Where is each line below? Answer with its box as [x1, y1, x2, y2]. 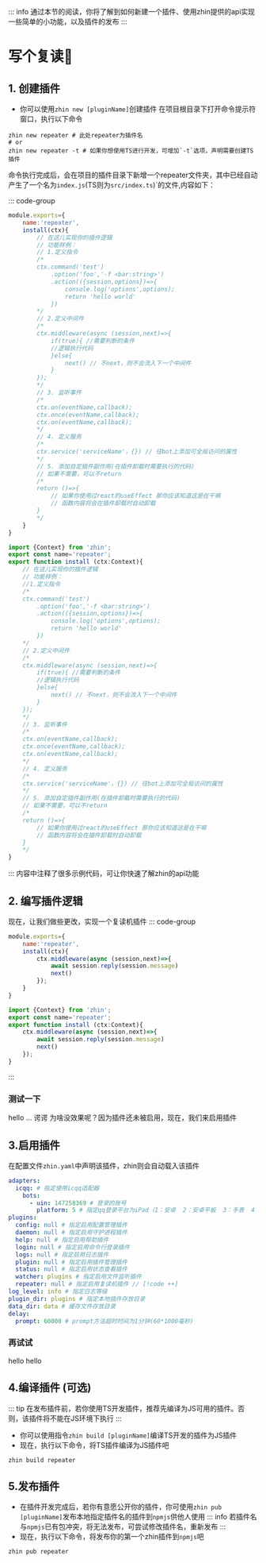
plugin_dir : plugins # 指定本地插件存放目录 [8, 1295, 146, 1302]
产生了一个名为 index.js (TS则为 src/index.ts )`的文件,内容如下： [8, 180, 215, 189]
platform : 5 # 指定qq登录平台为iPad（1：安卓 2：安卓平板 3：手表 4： [36, 1206, 261, 1214]
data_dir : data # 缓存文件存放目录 [8, 1302, 116, 1310]
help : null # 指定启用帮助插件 [15, 1236, 109, 1244]
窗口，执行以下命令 [19, 114, 83, 123]
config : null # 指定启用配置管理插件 [15, 1221, 128, 1229]
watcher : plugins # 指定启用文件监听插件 [15, 1273, 142, 1281]
